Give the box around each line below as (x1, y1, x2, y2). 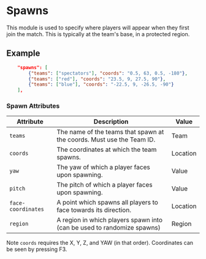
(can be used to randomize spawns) (56, 223, 161, 232)
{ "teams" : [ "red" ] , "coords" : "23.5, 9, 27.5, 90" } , (28, 76, 166, 82)
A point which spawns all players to (56, 198, 158, 207)
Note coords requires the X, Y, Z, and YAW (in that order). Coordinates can (6, 239, 194, 247)
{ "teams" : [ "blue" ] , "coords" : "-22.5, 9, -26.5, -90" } (28, 81, 174, 88)
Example (6, 48, 40, 59)
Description (93, 118, 129, 126)
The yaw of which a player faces (56, 163, 150, 171)
